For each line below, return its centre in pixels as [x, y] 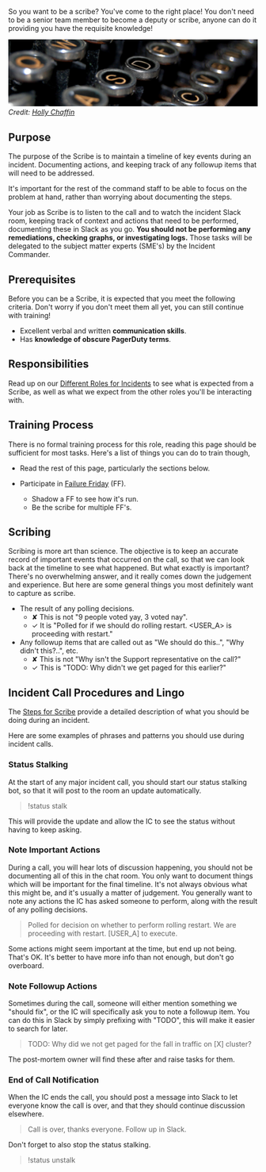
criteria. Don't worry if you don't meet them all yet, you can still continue [126, 307]
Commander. [29, 255]
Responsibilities [49, 364]
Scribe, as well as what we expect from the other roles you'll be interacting [130, 391]
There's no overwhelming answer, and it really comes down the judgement [130, 576]
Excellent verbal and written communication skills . [103, 330]
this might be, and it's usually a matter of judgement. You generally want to [130, 893]
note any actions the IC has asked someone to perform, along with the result [133, 901]
